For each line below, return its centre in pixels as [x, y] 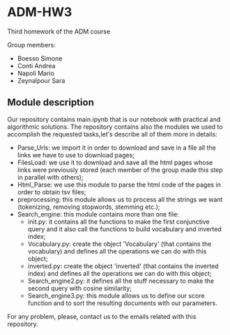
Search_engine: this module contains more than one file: [98, 214]
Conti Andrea [36, 65]
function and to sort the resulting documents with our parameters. [122, 303]
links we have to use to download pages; [76, 155]
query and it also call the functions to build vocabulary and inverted [124, 229]
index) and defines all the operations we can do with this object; [120, 273]
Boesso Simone [40, 58]
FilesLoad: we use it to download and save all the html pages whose [115, 162]
